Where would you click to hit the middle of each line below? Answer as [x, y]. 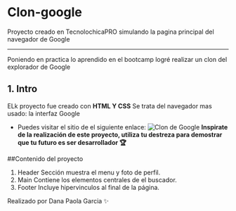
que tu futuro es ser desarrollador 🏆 [72, 142]
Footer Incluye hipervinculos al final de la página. [88, 187]
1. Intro [22, 89]
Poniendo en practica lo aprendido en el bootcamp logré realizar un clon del [117, 59]
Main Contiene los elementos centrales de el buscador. [97, 179]
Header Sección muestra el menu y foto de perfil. [89, 172]
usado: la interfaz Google [44, 113]
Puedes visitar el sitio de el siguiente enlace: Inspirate [123, 127]
